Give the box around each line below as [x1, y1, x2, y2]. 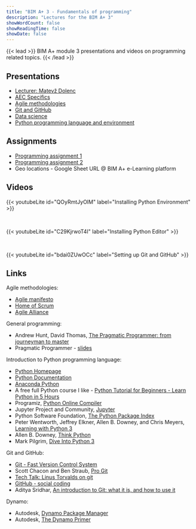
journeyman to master [14, 338, 69, 345]
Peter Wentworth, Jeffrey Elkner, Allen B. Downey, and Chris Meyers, [14, 419, 185, 426]
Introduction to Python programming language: [6, 356, 122, 363]
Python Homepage [14, 368, 62, 375]
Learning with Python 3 [14, 425, 73, 432]
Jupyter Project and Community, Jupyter [14, 406, 115, 413]
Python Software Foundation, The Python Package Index [14, 412, 155, 419]
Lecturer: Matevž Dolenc [14, 87, 76, 94]
